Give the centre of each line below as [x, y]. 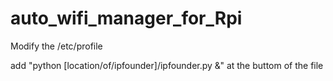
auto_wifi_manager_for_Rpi [126, 18]
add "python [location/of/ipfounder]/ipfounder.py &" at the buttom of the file [167, 65]
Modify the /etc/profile [56, 46]
